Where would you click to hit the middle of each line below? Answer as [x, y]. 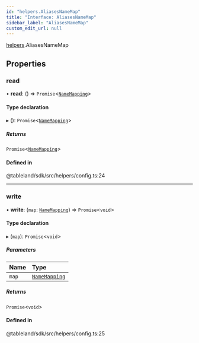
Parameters [21, 250]
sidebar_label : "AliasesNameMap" [47, 23]
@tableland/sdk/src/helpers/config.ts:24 [56, 176]
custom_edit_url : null [34, 28]
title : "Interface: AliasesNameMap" [51, 17]
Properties [26, 64]
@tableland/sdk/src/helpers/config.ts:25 [56, 334]
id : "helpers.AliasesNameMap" [44, 12]
